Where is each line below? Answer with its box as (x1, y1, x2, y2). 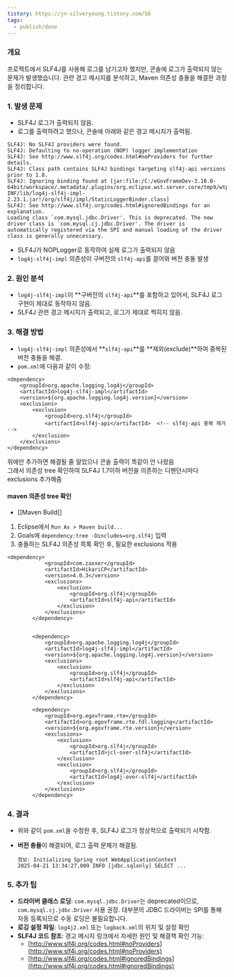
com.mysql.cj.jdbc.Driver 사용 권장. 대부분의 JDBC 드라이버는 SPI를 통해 (17, 906, 222, 914)
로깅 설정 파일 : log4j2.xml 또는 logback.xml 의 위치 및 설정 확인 (17, 923, 190, 932)
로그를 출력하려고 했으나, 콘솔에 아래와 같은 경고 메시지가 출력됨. (17, 127, 193, 135)
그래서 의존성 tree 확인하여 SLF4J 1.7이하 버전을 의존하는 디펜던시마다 (7, 466, 199, 474)
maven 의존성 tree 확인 (7, 492, 72, 501)
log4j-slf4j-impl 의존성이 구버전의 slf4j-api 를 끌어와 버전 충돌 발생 (17, 254, 209, 262)
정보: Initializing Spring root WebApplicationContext (17, 856, 178, 863)
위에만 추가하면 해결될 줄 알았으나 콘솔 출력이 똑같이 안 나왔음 (7, 457, 175, 466)
